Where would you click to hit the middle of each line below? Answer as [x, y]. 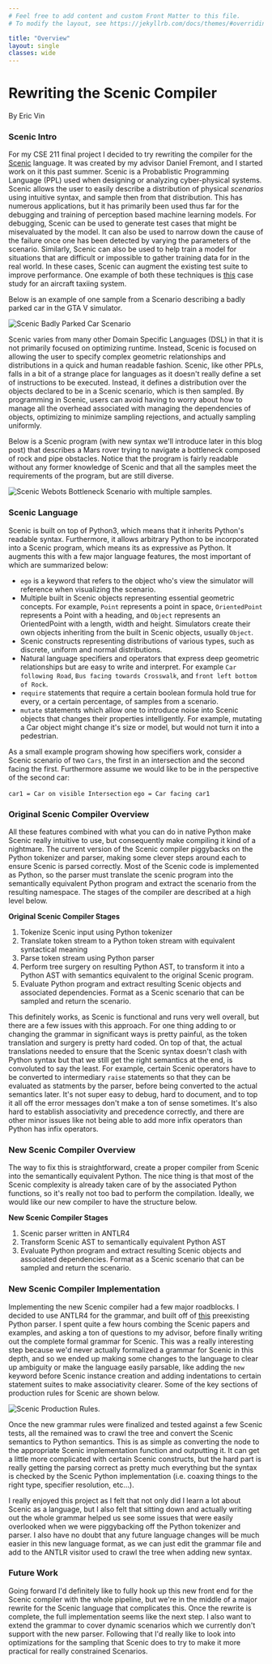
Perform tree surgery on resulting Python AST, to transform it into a [132, 966]
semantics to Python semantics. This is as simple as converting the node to [134, 1442]
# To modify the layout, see [57, 24]
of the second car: [39, 777]
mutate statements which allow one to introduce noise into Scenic [129, 710]
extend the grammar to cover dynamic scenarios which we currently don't [132, 1625]
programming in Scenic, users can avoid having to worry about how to [125, 400]
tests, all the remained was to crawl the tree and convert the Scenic [121, 1433]
